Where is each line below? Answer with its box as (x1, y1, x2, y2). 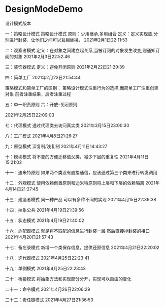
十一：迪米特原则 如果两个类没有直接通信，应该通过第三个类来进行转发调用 (5, 169, 158, 175)
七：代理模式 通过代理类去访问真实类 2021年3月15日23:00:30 (5, 122, 130, 128)
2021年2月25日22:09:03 (5, 112, 55, 118)
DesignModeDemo (5, 3, 83, 15)
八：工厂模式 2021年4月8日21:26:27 (5, 133, 78, 139)
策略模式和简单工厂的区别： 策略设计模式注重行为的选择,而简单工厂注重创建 (5, 85, 159, 91)
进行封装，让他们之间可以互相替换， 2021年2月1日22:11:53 (9, 37, 128, 43)
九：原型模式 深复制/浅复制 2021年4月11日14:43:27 (5, 143, 107, 149)
